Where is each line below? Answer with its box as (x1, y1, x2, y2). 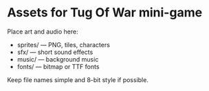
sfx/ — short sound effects (16, 48, 93, 56)
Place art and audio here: (7, 27, 78, 36)
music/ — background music (16, 55, 99, 63)
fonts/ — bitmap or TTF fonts (16, 62, 100, 70)
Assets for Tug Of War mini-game (7, 5, 203, 21)
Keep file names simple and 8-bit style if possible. (7, 75, 149, 83)
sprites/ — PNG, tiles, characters (16, 40, 110, 49)
